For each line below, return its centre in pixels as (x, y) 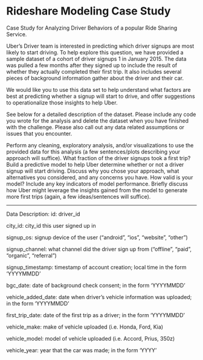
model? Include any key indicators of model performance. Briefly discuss (97, 184)
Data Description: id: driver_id (43, 214)
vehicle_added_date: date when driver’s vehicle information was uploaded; (99, 297)
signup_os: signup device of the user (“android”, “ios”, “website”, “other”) (97, 237)
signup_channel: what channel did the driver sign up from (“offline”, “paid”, (99, 249)
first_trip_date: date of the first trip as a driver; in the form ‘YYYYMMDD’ (96, 315)
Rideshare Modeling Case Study (89, 11)
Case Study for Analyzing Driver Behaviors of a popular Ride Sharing (92, 28)
